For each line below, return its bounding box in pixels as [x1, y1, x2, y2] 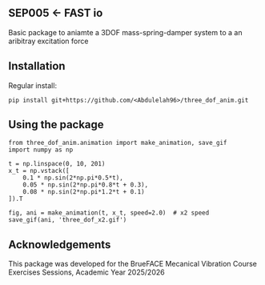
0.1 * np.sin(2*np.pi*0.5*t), [22, 174, 124, 183]
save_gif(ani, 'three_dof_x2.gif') [8, 216, 127, 224]
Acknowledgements [8, 238, 111, 251]
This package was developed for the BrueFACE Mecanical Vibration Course [8, 259, 258, 269]
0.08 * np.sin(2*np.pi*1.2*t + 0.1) [22, 188, 146, 196]
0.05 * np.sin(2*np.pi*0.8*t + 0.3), [22, 181, 149, 189]
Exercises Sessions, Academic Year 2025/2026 [8, 267, 166, 277]
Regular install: [8, 80, 58, 90]
